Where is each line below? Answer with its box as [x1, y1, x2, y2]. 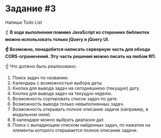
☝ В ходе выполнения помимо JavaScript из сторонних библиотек [5, 29, 150, 35]
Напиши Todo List [5, 19, 43, 25]
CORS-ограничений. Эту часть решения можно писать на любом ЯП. [5, 53, 157, 59]
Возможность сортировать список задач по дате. [12, 95, 118, 101]
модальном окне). [12, 111, 52, 117]
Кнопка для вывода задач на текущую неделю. [12, 90, 112, 96]
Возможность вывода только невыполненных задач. [12, 101, 125, 107]
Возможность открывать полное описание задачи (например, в [12, 106, 149, 112]
